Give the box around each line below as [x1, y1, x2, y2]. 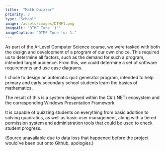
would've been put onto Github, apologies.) [5, 140, 94, 146]
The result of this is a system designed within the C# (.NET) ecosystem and [5, 95, 160, 101]
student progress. [5, 125, 42, 131]
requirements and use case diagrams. [5, 65, 83, 71]
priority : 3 [5, 12, 30, 17]
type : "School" [5, 16, 37, 21]
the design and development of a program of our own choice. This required [5, 49, 160, 55]
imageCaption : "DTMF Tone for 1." [5, 30, 77, 35]
